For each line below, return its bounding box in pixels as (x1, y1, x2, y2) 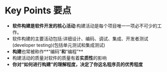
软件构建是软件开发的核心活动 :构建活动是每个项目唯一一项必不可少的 (12, 23, 157, 29)
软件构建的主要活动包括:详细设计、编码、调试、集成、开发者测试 (12, 35, 149, 42)
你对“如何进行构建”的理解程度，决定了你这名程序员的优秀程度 (12, 61, 143, 67)
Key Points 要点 (5, 5, 72, 16)
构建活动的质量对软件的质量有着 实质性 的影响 (12, 55, 107, 61)
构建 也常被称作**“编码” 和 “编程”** (12, 48, 83, 55)
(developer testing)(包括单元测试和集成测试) (12, 42, 106, 48)
